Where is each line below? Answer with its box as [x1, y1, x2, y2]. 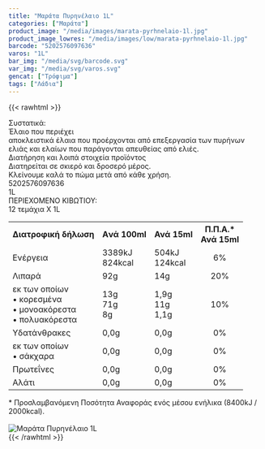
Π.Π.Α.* [204, 223, 235, 235]
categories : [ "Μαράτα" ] [8, 19, 89, 28]
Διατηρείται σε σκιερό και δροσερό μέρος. [8, 161, 152, 171]
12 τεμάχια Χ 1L [8, 204, 61, 214]
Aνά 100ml [102, 228, 147, 240]
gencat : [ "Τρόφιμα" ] [8, 72, 79, 80]
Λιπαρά [12, 270, 42, 281]
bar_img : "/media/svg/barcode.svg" [8, 58, 129, 66]
